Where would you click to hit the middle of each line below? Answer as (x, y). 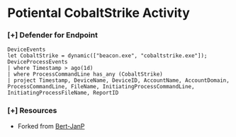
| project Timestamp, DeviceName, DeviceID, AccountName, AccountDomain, (119, 81)
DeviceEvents (27, 50)
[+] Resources (32, 111)
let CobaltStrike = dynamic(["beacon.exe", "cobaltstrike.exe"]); (107, 56)
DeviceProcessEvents (38, 62)
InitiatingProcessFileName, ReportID (63, 93)
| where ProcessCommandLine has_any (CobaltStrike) (85, 75)
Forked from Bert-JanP (51, 126)
